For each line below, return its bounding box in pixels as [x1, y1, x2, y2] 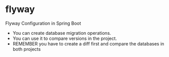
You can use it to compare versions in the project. [12, 35, 117, 41]
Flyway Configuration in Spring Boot [5, 20, 81, 26]
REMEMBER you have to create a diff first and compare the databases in [12, 40, 164, 46]
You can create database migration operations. [12, 30, 111, 36]
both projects [12, 46, 41, 52]
